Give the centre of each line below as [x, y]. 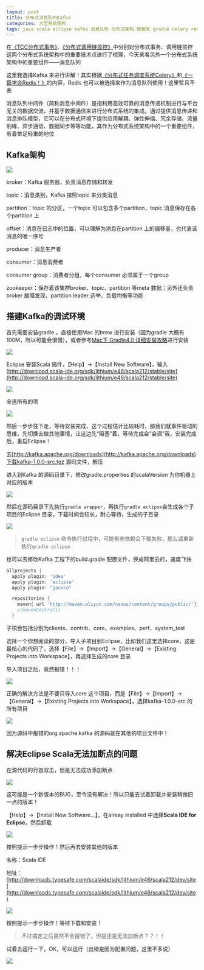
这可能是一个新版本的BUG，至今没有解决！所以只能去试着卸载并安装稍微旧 [100, 794]
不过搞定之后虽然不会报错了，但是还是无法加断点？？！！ [93, 936]
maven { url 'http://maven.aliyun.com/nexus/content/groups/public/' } [107, 604]
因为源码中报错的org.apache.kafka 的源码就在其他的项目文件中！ [87, 733]
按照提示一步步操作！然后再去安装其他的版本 [62, 846]
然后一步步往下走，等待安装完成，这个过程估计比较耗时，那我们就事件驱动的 [102, 426]
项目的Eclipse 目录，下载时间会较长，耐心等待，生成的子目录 [83, 514]
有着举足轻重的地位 [30, 134]
